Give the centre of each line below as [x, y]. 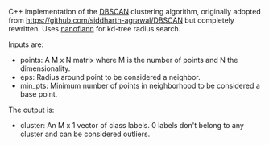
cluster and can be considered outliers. [85, 134]
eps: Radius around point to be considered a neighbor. [110, 77]
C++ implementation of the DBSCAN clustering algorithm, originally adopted [134, 12]
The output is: [31, 110]
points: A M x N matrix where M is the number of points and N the [129, 60]
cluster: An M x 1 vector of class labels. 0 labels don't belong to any [132, 125]
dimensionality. [45, 68]
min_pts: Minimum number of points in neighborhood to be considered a [140, 85]
